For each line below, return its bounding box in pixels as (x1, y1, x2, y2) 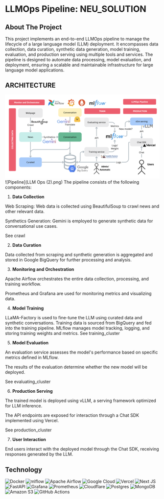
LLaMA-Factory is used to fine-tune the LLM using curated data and (5, 315, 142, 321)
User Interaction (12, 437, 47, 443)
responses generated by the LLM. (5, 451, 73, 457)
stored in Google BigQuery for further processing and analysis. (5, 257, 132, 263)
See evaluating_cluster (5, 379, 51, 385)
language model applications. (5, 67, 65, 73)
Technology (5, 465, 43, 474)
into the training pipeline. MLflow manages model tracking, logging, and (5, 325, 150, 331)
